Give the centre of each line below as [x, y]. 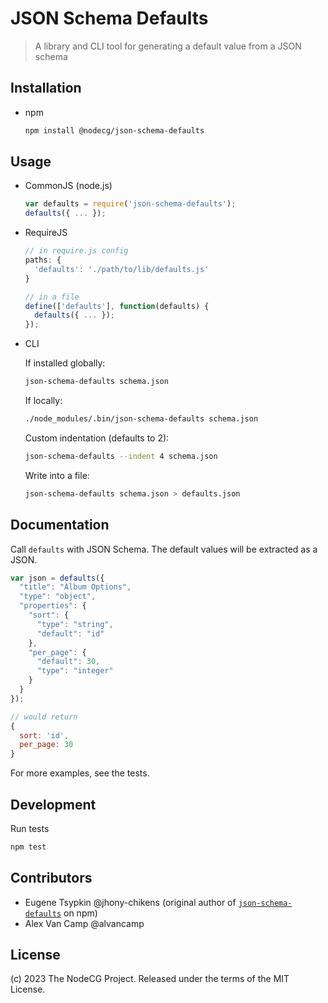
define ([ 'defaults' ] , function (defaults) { [117, 306]
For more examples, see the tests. [80, 773]
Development [53, 804]
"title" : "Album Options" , [75, 587]
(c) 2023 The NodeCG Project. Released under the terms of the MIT [150, 979]
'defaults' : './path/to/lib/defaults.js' [122, 269]
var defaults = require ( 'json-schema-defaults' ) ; [130, 204]
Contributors [51, 878]
